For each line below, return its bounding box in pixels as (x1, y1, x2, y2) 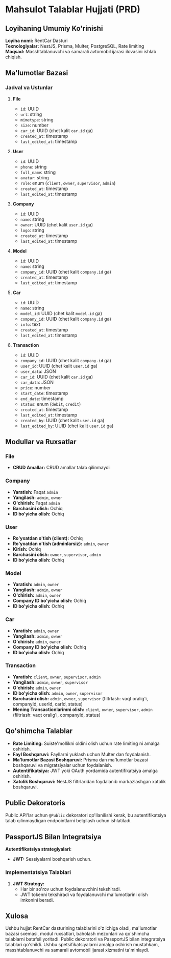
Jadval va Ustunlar (5, 84, 53, 91)
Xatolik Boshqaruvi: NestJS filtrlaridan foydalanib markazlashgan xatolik (12, 778, 166, 784)
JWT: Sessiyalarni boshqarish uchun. (12, 856, 92, 862)
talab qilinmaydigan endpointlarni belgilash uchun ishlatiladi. (5, 818, 132, 824)
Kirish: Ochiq (12, 546, 41, 552)
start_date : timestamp (20, 390, 68, 396)
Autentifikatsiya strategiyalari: (5, 846, 72, 852)
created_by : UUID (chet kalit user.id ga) (20, 417, 105, 423)
